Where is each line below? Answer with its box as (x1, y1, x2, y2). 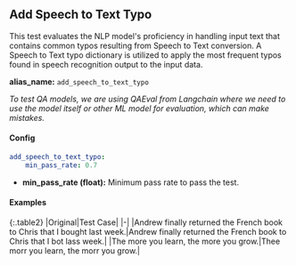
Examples (9, 197, 47, 208)
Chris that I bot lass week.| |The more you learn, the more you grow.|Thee (9, 236, 281, 246)
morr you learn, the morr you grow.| (9, 245, 141, 256)
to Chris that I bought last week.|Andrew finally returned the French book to (9, 226, 287, 237)
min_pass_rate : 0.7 (25, 160, 98, 170)
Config (9, 132, 36, 143)
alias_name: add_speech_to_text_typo (9, 76, 150, 87)
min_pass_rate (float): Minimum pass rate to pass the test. (21, 177, 239, 188)
